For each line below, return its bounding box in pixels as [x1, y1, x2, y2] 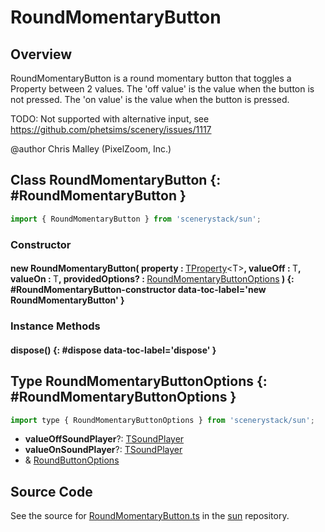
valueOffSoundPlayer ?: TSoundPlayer [24, 433, 185, 445]
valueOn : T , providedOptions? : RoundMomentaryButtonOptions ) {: [10, 273, 295, 285]
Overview [10, 46, 73, 63]
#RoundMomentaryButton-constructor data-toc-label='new [10, 284, 267, 296]
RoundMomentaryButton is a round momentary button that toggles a [10, 72, 292, 84]
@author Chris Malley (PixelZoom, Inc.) [10, 143, 172, 155]
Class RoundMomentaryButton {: [10, 172, 222, 189]
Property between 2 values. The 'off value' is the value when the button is [10, 83, 315, 95]
